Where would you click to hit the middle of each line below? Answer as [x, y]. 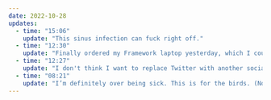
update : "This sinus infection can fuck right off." [113, 38]
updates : [23, 23]
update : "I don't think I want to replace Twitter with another [133, 69]
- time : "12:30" [43, 46]
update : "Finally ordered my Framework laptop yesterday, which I [137, 53]
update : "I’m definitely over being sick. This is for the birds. [137, 83]
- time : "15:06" [43, 31]
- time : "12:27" [43, 61]
